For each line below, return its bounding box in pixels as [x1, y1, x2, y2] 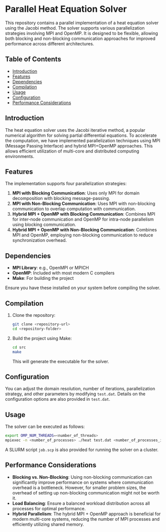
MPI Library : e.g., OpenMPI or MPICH [12, 265, 89, 271]
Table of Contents [5, 55, 62, 64]
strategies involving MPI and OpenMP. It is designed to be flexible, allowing [5, 30, 158, 36]
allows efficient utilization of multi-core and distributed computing [5, 148, 139, 154]
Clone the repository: [12, 312, 56, 318]
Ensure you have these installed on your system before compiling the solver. [5, 285, 161, 291]
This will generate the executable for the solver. [12, 358, 110, 364]
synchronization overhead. [12, 237, 67, 243]
